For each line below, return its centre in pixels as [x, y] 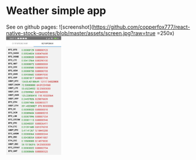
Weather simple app [56, 11]
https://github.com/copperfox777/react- [142, 27]
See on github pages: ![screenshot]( [50, 27]
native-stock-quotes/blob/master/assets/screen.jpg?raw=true [81, 33]
